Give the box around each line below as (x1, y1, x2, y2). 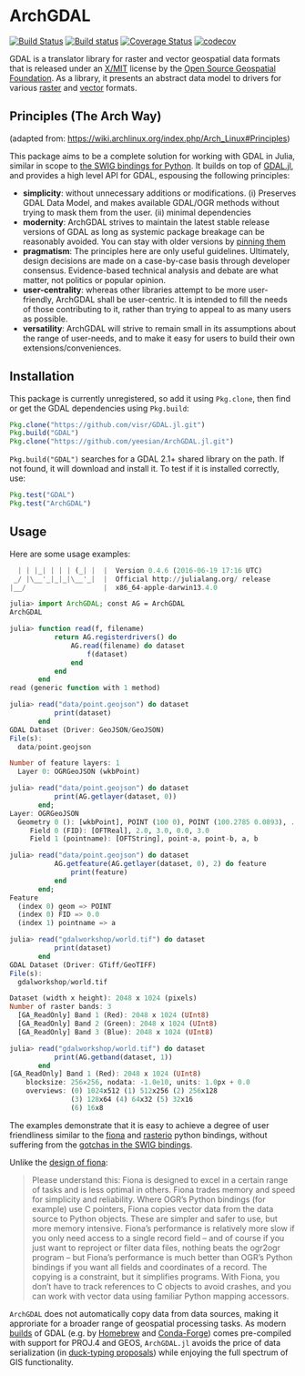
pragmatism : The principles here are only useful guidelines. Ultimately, (22, 245, 290, 256)
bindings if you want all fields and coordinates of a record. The (31, 1261, 268, 1272)
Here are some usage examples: (9, 548, 131, 559)
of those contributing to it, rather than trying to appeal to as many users (22, 303, 291, 314)
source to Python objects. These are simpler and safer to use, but (31, 1213, 278, 1224)
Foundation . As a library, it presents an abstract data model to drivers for (9, 72, 282, 83)
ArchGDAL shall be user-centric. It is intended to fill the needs (56, 293, 289, 305)
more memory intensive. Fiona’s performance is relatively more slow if (31, 1222, 296, 1234)
